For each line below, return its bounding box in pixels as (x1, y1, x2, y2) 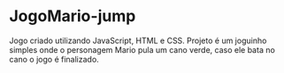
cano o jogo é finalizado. (9, 54, 99, 64)
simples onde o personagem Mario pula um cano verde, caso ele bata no (9, 44, 276, 55)
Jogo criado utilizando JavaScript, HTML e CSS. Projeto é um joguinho (9, 35, 267, 46)
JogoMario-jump (9, 6, 136, 26)
